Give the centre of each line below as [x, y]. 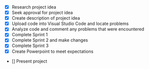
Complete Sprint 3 [30, 46]
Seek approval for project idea [42, 13]
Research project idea [34, 7]
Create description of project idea [46, 18]
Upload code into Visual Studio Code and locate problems [70, 23]
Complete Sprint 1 [30, 35]
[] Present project [29, 61]
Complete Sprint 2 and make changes [50, 40]
